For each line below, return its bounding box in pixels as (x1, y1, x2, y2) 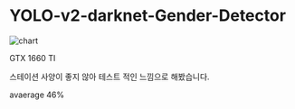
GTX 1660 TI (9, 52, 56, 63)
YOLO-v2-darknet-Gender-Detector (9, 5, 287, 26)
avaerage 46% (9, 89, 65, 100)
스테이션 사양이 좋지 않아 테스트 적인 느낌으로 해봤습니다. (9, 71, 210, 82)
